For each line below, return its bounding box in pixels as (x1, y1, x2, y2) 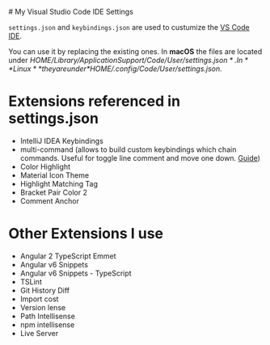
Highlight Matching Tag (19, 179, 99, 188)
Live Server (19, 328, 59, 338)
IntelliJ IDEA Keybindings (19, 136, 103, 145)
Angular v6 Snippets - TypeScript (19, 268, 132, 278)
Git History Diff (19, 285, 70, 295)
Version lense (19, 302, 66, 312)
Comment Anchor (19, 196, 79, 205)
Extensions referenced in (8, 92, 180, 111)
